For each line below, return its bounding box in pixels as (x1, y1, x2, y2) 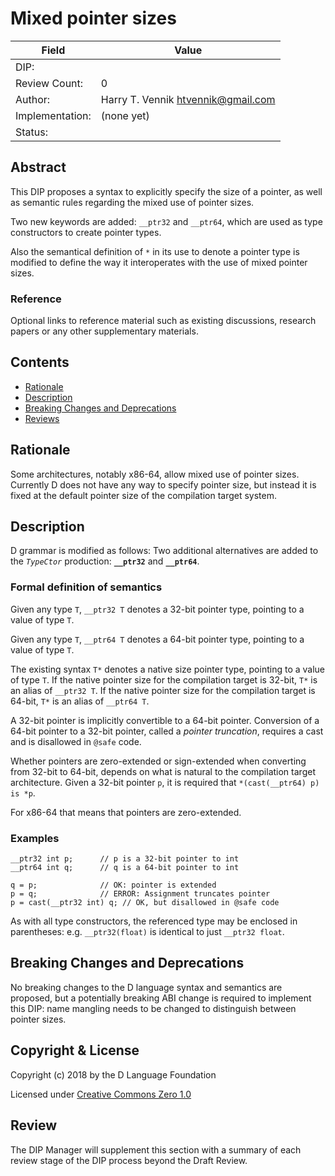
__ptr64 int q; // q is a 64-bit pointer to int (10, 863, 240, 873)
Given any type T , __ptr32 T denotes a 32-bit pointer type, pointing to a (10, 603, 305, 615)
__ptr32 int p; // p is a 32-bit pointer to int (10, 854, 240, 864)
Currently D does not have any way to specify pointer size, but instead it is (10, 478, 317, 491)
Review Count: (15, 76, 84, 90)
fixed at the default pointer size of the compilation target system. (10, 489, 277, 501)
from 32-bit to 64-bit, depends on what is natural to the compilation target (10, 765, 316, 777)
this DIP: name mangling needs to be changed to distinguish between (10, 1002, 297, 1014)
